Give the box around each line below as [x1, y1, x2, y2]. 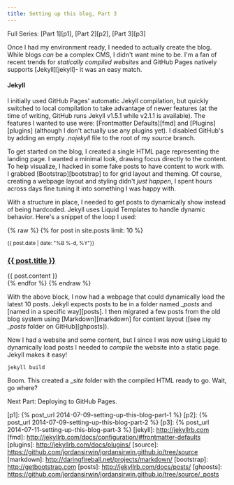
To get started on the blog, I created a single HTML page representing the [7, 147, 220, 156]
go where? [7, 384, 38, 392]
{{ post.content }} [7, 271, 58, 280]
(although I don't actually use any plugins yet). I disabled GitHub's [34, 126, 224, 135]
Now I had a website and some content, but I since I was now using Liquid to [7, 336, 228, 344]
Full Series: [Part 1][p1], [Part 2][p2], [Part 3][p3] [7, 29, 146, 38]
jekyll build [7, 364, 45, 371]
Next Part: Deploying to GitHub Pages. [7, 397, 117, 405]
